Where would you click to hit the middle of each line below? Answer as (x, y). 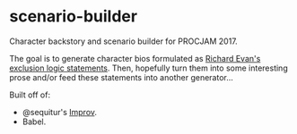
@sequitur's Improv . (59, 112)
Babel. (34, 121)
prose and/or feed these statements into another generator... (121, 77)
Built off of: (30, 95)
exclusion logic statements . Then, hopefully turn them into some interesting (149, 68)
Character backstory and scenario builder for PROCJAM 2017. (123, 41)
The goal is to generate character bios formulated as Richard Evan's (135, 58)
